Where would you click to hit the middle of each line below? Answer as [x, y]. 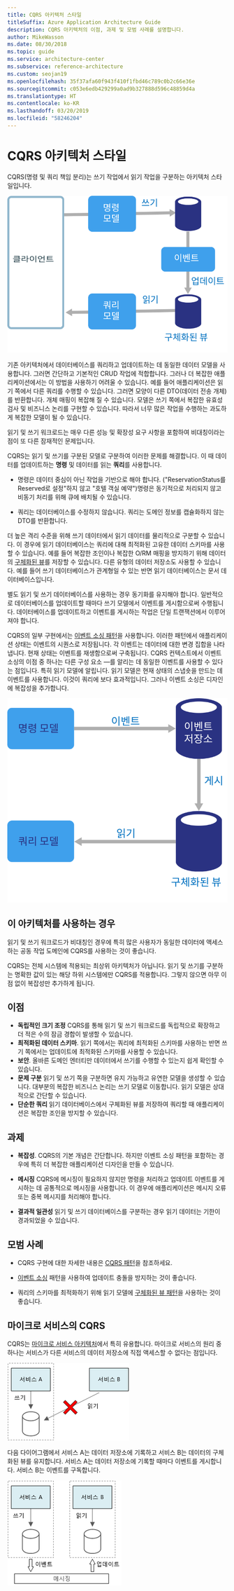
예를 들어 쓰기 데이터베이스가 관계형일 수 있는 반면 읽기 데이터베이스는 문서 [118, 571]
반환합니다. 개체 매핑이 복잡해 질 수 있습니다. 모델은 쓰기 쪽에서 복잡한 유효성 [119, 400]
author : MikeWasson [36, 37]
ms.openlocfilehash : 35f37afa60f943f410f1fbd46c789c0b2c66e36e [101, 81]
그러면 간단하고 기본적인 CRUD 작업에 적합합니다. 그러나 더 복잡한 [123, 373]
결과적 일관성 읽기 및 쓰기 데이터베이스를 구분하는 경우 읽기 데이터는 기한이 [119, 1212]
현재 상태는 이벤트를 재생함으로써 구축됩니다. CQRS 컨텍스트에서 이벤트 [125, 653]
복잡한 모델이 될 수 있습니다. [53, 417]
